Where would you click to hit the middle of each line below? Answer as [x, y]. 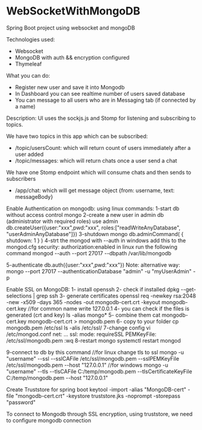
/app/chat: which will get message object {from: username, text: [95, 190]
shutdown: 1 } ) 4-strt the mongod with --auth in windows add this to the [96, 240]
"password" [21, 402]
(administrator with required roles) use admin [62, 221]
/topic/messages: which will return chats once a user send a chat [96, 160]
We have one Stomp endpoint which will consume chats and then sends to [99, 172]
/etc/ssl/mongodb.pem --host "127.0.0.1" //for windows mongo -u [87, 365]
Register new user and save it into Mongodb [70, 87]
